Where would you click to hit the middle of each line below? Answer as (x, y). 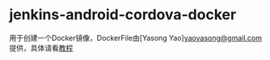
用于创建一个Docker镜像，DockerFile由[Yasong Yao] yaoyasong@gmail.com (135, 38)
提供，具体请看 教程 (41, 48)
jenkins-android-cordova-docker (123, 15)
